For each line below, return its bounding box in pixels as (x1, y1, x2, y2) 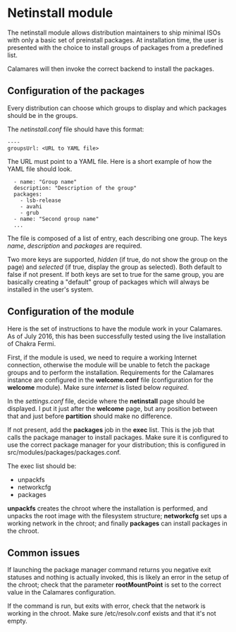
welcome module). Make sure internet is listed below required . (7, 383, 189, 391)
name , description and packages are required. (7, 242, 142, 250)
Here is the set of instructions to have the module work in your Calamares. (7, 324, 223, 333)
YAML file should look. (7, 165, 73, 173)
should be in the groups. (7, 111, 78, 119)
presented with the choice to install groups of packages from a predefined (7, 43, 223, 52)
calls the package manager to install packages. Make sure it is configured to (7, 433, 229, 441)
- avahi (20, 203, 42, 210)
